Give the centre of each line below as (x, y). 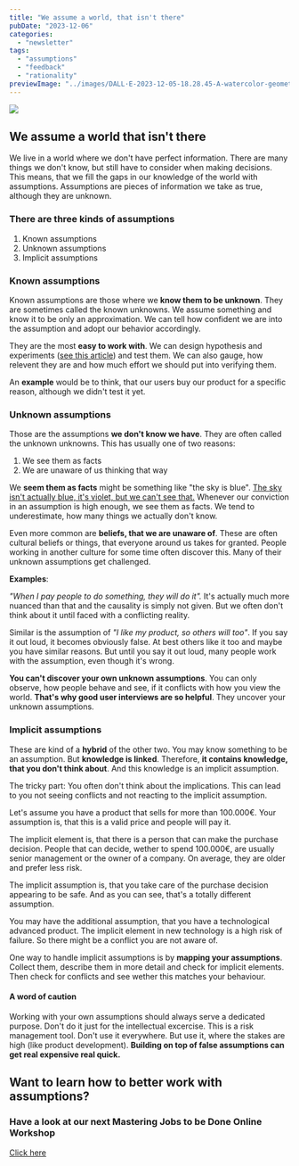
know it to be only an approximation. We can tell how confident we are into (146, 319)
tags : (19, 51)
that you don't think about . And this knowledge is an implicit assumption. (144, 768)
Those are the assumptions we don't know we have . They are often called (145, 434)
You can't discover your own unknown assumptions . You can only (133, 678)
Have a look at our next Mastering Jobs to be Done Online (136, 1122)
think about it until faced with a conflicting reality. (99, 616)
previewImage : (36, 84)
